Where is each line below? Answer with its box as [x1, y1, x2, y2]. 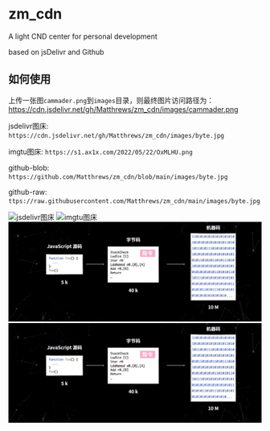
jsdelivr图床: [8, 121, 49, 131]
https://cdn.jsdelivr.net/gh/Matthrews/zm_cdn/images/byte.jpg [8, 131, 225, 139]
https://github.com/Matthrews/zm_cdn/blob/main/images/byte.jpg [8, 172, 228, 181]
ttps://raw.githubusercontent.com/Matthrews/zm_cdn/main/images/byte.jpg [8, 197, 261, 205]
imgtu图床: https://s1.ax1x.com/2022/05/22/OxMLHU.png [8, 147, 193, 156]
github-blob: [8, 163, 50, 172]
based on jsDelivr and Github [8, 47, 104, 56]
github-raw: [8, 187, 47, 197]
